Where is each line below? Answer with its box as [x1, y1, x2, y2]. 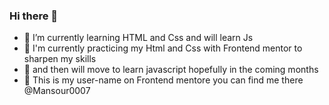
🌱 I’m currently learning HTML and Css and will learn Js [23, 32, 254, 44]
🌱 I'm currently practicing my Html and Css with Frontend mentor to [23, 42, 303, 54]
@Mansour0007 [23, 85, 91, 97]
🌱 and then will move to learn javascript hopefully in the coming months [23, 64, 319, 76]
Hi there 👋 [9, 9, 59, 23]
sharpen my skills [23, 53, 97, 65]
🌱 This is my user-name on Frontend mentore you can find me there [23, 74, 304, 86]
